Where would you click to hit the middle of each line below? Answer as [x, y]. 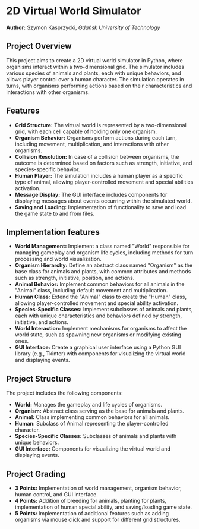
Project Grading [36, 474]
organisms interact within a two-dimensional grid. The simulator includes [95, 67]
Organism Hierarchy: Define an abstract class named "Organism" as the [104, 265]
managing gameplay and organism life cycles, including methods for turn [104, 253]
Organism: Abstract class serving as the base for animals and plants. [99, 411]
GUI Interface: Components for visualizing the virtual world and [93, 449]
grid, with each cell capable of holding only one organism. [86, 131]
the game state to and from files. [55, 213]
